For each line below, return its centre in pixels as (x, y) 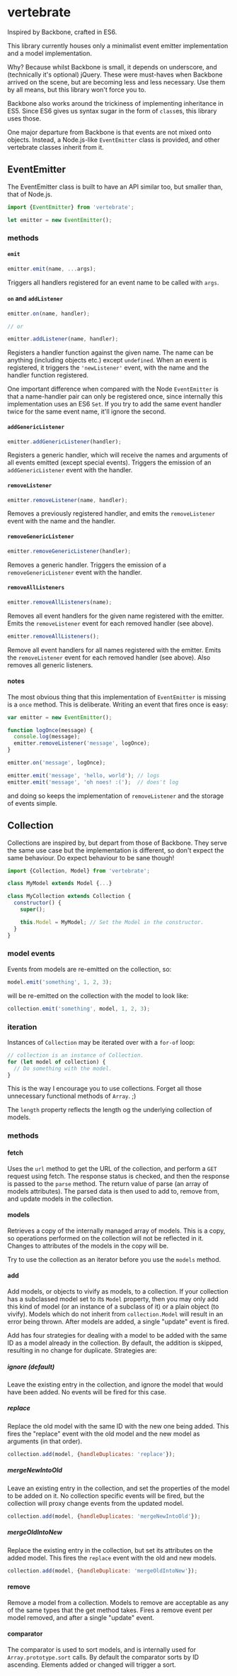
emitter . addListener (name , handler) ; (63, 339)
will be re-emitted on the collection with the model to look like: (98, 995)
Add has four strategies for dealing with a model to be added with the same (117, 1335)
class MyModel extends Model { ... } (60, 884)
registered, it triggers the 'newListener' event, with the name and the (108, 368)
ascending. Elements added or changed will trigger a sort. (92, 1665)
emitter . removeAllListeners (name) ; (60, 602)
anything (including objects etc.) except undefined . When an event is (107, 360)
